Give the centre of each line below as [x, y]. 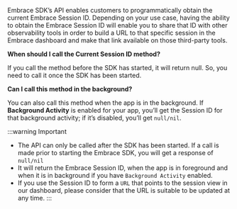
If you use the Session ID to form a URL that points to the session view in [123, 183]
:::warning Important [37, 131]
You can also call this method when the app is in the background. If [105, 103]
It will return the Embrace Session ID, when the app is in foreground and [123, 168]
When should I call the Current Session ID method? [84, 54]
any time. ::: [34, 198]
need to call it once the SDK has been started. [75, 75]
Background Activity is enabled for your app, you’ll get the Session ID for [115, 110]
